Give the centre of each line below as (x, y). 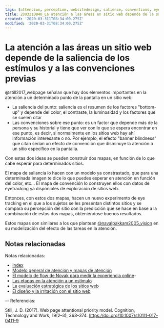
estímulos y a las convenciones (70, 68)
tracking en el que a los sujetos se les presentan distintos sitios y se (73, 203)
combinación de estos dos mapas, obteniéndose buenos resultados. (74, 214)
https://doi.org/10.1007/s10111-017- (123, 315)
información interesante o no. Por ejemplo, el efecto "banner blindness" (84, 138)
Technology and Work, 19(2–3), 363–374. (46, 315)
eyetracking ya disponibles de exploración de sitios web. (62, 189)
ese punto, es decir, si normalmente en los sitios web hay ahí (73, 133)
